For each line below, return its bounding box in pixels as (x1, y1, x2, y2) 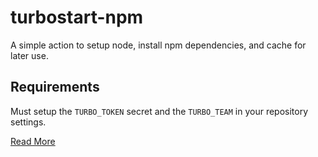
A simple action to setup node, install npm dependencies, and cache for (10, 39, 307, 51)
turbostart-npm (10, 6, 144, 29)
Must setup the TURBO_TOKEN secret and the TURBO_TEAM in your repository (10, 105, 309, 117)
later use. (10, 49, 49, 61)
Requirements (10, 79, 100, 96)
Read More (10, 135, 56, 147)
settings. (10, 116, 47, 128)
